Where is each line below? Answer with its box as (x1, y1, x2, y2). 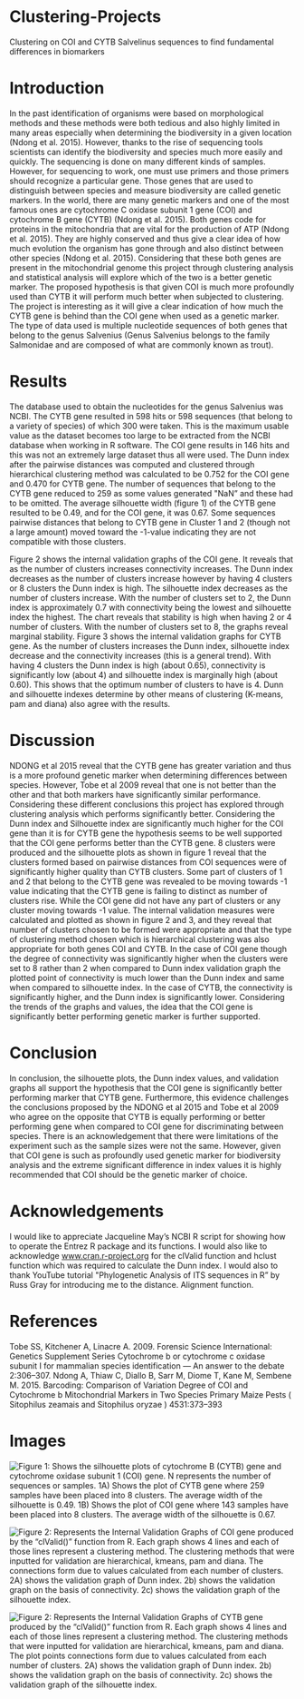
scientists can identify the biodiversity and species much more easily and (9, 146, 283, 157)
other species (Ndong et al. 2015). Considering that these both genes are (9, 252, 282, 263)
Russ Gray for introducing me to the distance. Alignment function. (9, 1279, 254, 1290)
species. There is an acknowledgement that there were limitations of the (9, 1130, 279, 1141)
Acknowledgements (9, 1201, 165, 1222)
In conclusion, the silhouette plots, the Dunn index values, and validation (9, 1073, 279, 1084)
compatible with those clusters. (9, 535, 127, 546)
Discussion (9, 731, 95, 751)
